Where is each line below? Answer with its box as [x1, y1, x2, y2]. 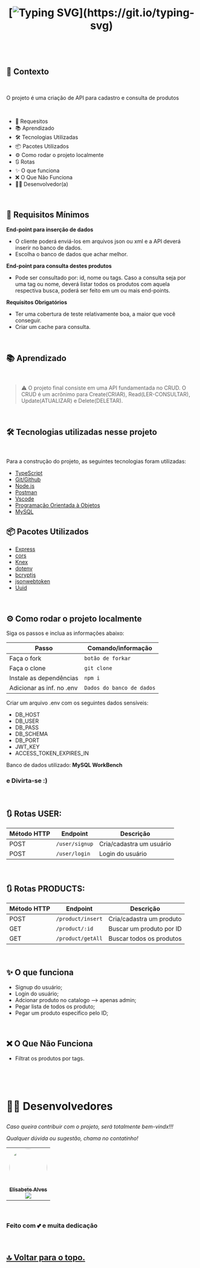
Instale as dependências [9, 674, 79, 682]
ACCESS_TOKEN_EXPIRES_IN [15, 749, 89, 757]
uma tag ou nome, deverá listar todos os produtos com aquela [15, 280, 170, 288]
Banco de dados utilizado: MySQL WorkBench [6, 762, 123, 769]
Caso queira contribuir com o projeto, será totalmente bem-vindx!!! [6, 1123, 174, 1130]
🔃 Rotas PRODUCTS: [6, 883, 85, 894]
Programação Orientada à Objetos [15, 502, 101, 509]
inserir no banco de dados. [15, 244, 83, 251]
